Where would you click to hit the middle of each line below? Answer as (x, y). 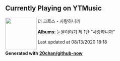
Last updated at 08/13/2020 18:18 (72, 42)
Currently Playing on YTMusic (53, 8)
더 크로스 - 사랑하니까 (59, 21)
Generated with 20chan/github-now (44, 53)
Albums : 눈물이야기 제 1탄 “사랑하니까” (76, 32)
